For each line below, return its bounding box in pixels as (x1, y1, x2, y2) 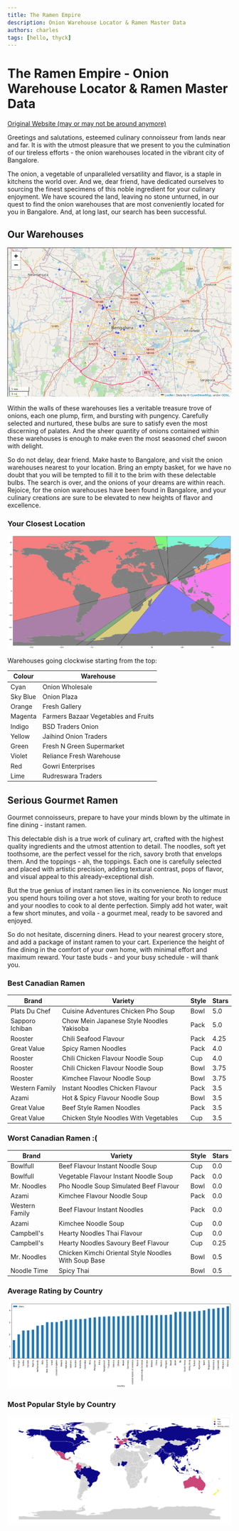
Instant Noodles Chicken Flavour (61, 1084, 158, 1092)
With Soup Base (58, 1256, 105, 1265)
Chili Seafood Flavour (61, 1034, 125, 1043)
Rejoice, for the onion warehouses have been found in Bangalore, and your (7, 485, 227, 494)
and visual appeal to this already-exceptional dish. (7, 873, 154, 881)
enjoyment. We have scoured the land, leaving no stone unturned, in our (7, 192, 219, 201)
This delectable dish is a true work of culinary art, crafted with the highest (7, 834, 224, 844)
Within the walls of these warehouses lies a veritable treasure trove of (7, 403, 212, 412)
